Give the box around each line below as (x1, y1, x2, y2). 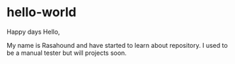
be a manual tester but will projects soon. (6, 49, 127, 57)
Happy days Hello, (6, 27, 61, 36)
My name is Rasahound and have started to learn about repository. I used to (6, 41, 228, 49)
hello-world (6, 4, 77, 20)
